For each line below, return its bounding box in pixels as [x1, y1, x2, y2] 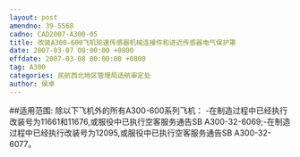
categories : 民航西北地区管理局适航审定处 [9, 71, 151, 80]
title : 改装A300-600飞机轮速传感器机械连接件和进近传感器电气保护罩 [9, 37, 236, 47]
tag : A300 [9, 63, 47, 72]
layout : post [9, 12, 58, 22]
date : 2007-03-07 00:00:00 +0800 [9, 46, 134, 55]
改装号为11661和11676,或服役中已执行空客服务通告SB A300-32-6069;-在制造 [9, 116, 291, 127]
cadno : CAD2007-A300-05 [9, 29, 99, 38]
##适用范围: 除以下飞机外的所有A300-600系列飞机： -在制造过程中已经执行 [9, 104, 288, 116]
